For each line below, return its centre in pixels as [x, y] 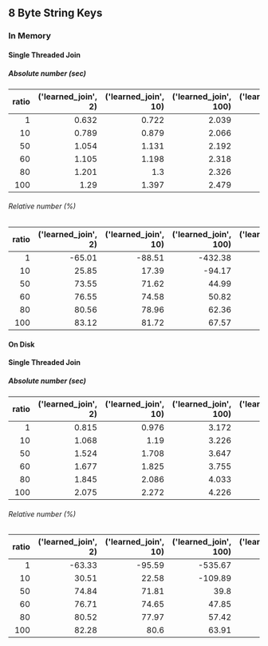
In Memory [30, 36]
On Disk [22, 344]
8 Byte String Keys [55, 13]
